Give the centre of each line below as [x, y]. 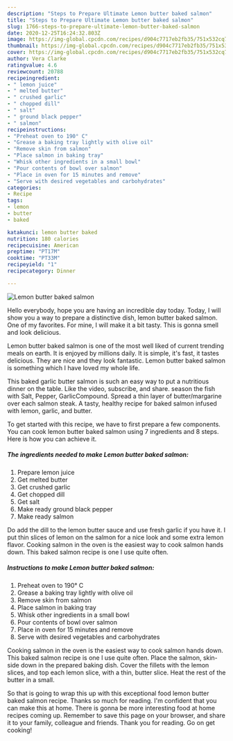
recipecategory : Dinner [42, 271]
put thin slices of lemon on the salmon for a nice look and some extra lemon [115, 537]
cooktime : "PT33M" [34, 258]
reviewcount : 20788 [35, 71]
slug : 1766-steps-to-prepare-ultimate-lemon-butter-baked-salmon [103, 26]
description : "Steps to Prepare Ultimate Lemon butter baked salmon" [110, 14]
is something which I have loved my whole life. [74, 367]
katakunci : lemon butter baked [52, 232]
